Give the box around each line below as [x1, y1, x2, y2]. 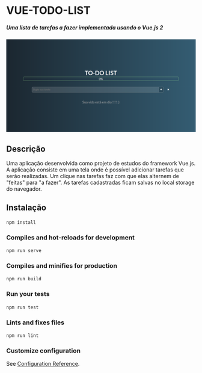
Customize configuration [6, 347, 81, 355]
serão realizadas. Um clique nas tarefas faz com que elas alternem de [6, 173, 179, 180]
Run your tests [6, 290, 50, 298]
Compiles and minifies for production [6, 262, 117, 270]
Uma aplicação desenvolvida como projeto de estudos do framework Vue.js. [6, 160, 196, 167]
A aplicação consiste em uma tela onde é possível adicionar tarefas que [6, 166, 185, 173]
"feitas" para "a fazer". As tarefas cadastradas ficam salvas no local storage [6, 179, 195, 186]
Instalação [6, 203, 47, 213]
